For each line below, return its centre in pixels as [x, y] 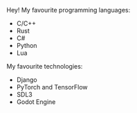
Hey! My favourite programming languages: [68, 10]
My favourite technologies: [45, 66]
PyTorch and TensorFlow [52, 87]
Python [27, 45]
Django [27, 80]
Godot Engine [36, 102]
